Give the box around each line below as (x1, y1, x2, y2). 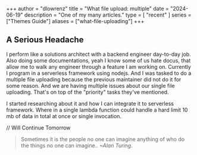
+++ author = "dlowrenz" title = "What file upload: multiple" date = (6, 5, 170, 12)
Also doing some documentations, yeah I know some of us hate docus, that (6, 56, 191, 64)
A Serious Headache (6, 35, 84, 45)
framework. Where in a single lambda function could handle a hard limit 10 (6, 106, 188, 113)
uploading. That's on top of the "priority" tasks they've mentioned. (6, 88, 169, 96)
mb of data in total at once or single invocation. (6, 112, 122, 119)
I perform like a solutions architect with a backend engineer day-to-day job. (6, 50, 192, 58)
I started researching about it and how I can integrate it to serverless (6, 100, 174, 107)
